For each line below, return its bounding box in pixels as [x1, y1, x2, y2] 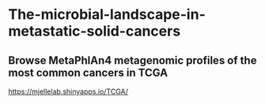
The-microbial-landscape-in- [8, 6, 206, 24]
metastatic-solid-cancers [8, 22, 181, 40]
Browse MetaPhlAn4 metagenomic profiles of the [8, 54, 257, 67]
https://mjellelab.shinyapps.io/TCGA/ [8, 87, 129, 96]
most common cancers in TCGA [8, 65, 168, 80]
